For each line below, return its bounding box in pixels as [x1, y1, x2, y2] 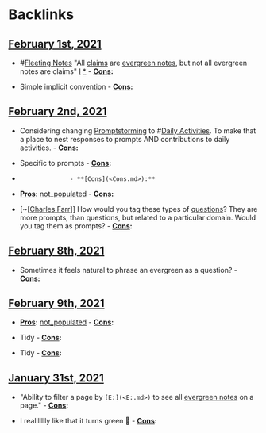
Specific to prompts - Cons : [19, 158, 112, 167]
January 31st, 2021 [8, 371, 105, 385]
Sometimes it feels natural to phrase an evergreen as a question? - [19, 265, 238, 274]
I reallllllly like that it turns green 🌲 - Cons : [19, 416, 157, 426]
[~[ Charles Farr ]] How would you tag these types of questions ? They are [19, 204, 258, 213]
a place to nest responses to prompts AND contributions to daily [19, 134, 230, 144]
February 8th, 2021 [8, 244, 105, 258]
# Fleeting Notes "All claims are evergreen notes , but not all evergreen [19, 58, 248, 67]
